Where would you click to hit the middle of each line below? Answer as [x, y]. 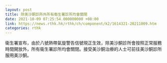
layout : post [19, 10]
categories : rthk [23, 28]
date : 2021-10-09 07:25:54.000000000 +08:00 [52, 19]
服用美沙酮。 [18, 56]
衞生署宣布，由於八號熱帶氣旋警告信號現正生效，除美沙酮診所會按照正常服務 [83, 43]
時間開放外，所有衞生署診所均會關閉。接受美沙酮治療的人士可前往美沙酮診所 [83, 49]
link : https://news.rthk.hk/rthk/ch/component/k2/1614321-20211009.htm [81, 24]
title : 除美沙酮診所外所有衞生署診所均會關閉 [46, 14]
